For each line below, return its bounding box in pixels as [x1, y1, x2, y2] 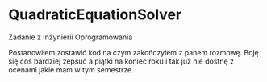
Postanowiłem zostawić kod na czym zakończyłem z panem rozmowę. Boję [8, 47, 260, 57]
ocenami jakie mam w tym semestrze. [8, 64, 135, 74]
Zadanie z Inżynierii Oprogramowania [8, 32, 133, 42]
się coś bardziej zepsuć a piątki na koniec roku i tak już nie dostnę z [8, 56, 234, 66]
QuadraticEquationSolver [8, 6, 182, 24]
